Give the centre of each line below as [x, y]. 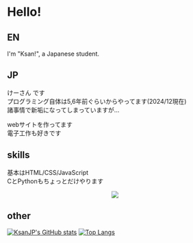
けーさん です [26, 93]
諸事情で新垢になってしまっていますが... [63, 110]
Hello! [24, 12]
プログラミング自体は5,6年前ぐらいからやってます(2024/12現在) [97, 101]
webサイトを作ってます [40, 124]
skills [18, 155]
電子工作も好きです [34, 133]
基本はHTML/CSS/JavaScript [48, 172]
